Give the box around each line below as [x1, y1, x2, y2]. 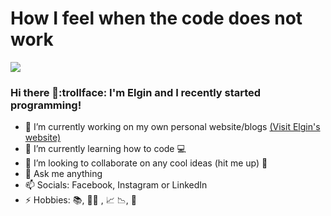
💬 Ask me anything [24, 168, 103, 180]
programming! [10, 98, 82, 112]
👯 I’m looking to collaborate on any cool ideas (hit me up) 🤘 [24, 157, 268, 169]
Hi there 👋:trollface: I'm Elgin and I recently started [10, 85, 262, 99]
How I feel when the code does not [10, 7, 303, 30]
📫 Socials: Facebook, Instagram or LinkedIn [24, 179, 208, 191]
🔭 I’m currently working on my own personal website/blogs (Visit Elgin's [24, 121, 321, 133]
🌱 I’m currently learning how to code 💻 [24, 143, 187, 155]
